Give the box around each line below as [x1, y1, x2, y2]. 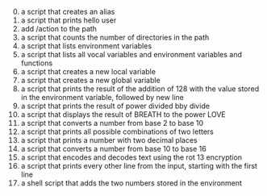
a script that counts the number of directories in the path [20, 32, 210, 42]
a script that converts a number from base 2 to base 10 [20, 119, 204, 127]
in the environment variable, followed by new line [20, 93, 185, 102]
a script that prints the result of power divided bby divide [20, 101, 211, 111]
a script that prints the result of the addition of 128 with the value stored [20, 84, 260, 94]
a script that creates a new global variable [20, 76, 161, 85]
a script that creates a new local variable [20, 67, 156, 76]
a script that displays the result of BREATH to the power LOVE [20, 110, 227, 119]
